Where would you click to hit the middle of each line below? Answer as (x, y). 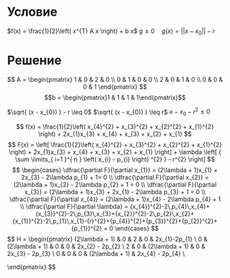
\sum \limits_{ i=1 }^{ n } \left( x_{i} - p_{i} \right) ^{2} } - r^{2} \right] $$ (115, 159)
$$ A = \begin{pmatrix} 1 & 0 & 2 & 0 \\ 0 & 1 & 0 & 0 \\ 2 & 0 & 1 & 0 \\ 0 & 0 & (115, 79)
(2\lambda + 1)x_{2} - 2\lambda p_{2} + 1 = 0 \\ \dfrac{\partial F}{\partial (115, 185)
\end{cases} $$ (137, 229)
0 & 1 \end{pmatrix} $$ (115, 86)
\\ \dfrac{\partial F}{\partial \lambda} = (74, 207)
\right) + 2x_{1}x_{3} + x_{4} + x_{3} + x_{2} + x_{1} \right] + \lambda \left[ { (115, 152)
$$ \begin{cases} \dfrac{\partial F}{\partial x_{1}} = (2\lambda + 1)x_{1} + (115, 170)
